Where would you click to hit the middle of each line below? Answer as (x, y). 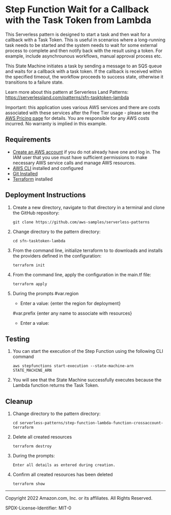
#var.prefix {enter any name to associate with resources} (72, 313)
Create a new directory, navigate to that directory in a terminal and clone (89, 207)
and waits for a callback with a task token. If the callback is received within (83, 71)
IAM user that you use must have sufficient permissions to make (80, 157)
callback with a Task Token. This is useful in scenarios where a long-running (85, 40)
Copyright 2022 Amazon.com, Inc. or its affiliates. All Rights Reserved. (79, 498)
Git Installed (25, 173)
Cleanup (19, 401)
